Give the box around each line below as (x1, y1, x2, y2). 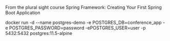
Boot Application (5, 10, 40, 16)
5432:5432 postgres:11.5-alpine (5, 30, 73, 36)
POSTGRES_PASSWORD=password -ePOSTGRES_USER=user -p (9, 25, 146, 31)
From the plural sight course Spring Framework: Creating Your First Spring (5, 5, 162, 10)
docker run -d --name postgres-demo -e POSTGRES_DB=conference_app (5, 20, 162, 25)
